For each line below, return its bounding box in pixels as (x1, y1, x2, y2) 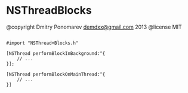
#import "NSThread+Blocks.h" (6, 40, 79, 46)
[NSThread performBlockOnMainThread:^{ (6, 71, 106, 77)
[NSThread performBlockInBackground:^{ (6, 50, 106, 57)
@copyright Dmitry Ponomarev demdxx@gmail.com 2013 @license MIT (6, 23, 182, 30)
